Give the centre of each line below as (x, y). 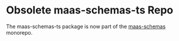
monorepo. (19, 32)
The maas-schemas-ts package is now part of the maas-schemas (86, 26)
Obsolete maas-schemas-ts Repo (90, 10)
